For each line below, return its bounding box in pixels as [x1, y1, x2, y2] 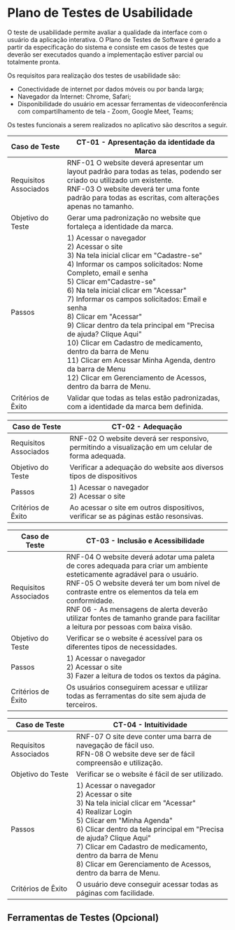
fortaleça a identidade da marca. [66, 222, 173, 231]
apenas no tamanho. [66, 201, 134, 211]
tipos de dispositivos [69, 471, 138, 480]
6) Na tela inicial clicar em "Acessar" [66, 285, 187, 295]
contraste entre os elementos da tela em [66, 587, 199, 596]
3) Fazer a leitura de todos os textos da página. [66, 671, 222, 680]
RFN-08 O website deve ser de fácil [76, 749, 195, 759]
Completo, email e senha [66, 268, 148, 278]
